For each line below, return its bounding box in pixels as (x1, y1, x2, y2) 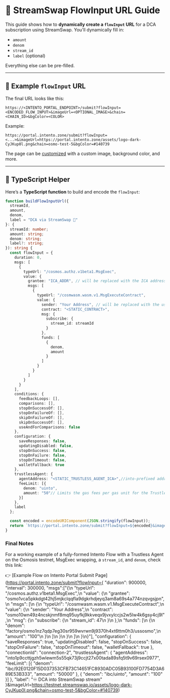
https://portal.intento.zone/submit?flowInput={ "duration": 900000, (7, 579, 147, 586)
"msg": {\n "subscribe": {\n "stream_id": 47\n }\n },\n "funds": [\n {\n (12, 617, 155, 624)
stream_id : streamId (50, 321, 94, 326)
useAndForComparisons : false (18, 424, 80, 430)
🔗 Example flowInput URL (5, 82, 86, 91)
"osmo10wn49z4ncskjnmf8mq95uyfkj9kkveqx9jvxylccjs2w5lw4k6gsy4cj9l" (5, 612, 165, 618)
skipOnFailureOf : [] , (18, 415, 65, 420)
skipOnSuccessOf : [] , (18, 420, 65, 425)
